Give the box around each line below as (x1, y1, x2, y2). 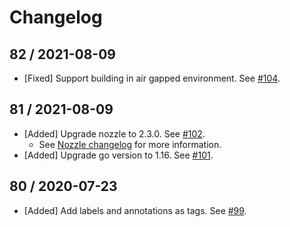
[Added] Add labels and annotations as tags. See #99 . (23, 204, 247, 216)
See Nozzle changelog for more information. (38, 138, 222, 150)
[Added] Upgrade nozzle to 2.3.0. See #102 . (23, 127, 206, 140)
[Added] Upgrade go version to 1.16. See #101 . (23, 149, 214, 161)
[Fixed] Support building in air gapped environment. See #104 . (23, 72, 281, 84)
